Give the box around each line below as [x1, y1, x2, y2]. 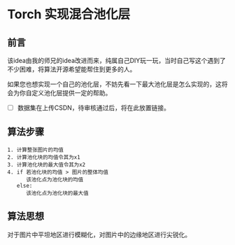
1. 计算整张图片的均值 [7, 146, 64, 153]
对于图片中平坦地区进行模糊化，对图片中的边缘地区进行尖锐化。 [7, 230, 191, 239]
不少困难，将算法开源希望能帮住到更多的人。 [7, 65, 136, 73]
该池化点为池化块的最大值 [25, 190, 89, 197]
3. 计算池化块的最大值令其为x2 [7, 161, 86, 168]
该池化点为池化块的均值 [25, 176, 84, 183]
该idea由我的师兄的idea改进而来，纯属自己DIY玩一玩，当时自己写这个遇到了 [7, 57, 226, 64]
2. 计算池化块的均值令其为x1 [7, 153, 80, 161]
